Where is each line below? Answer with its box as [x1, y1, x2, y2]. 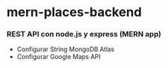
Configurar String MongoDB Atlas [16, 45, 114, 53]
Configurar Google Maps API [16, 53, 101, 61]
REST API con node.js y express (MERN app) [6, 29, 162, 39]
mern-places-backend [6, 4, 142, 20]
